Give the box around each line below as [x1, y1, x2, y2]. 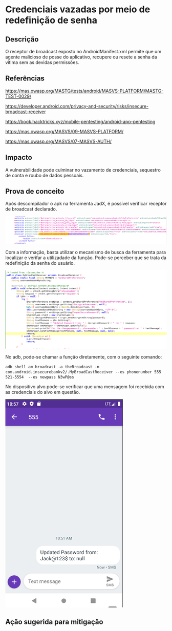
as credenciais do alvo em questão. [5, 389, 80, 395]
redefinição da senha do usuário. [5, 260, 75, 266]
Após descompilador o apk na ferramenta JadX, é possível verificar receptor [5, 201, 167, 207]
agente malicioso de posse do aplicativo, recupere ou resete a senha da [5, 54, 157, 60]
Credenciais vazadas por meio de [5, 4, 150, 15]
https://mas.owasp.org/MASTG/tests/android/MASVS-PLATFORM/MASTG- [5, 88, 164, 94]
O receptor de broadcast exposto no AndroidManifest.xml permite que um [5, 49, 162, 54]
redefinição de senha [5, 14, 97, 26]
